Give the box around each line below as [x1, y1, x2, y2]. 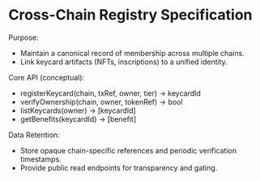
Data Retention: [8, 130, 60, 140]
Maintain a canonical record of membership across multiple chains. [19, 48, 245, 58]
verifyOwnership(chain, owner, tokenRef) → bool [19, 97, 183, 106]
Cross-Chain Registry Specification [8, 6, 253, 24]
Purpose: [8, 32, 39, 42]
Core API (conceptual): [8, 72, 85, 82]
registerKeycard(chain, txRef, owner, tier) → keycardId [19, 88, 201, 98]
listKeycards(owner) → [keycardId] [19, 106, 136, 115]
